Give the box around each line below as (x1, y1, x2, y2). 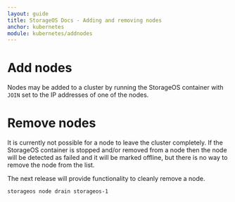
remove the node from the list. (7, 161, 95, 169)
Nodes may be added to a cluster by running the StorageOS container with (7, 83, 224, 92)
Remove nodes (7, 115, 96, 131)
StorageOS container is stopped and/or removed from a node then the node (7, 146, 227, 154)
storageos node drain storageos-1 (7, 188, 109, 195)
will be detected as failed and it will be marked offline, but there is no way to (7, 154, 228, 162)
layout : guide (7, 10, 49, 18)
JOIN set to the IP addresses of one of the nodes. (7, 90, 149, 99)
